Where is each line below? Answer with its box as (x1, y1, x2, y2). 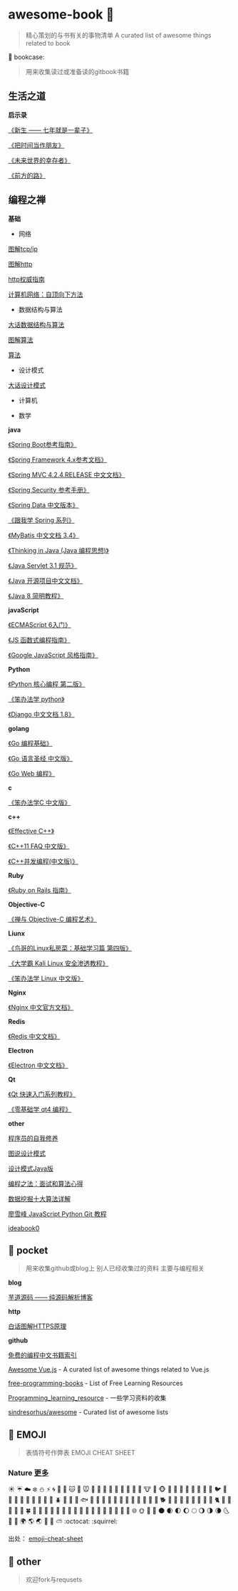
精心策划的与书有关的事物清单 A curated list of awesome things (25, 31, 212, 39)
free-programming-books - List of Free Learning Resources (8, 1379, 184, 1388)
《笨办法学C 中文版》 (8, 798, 71, 807)
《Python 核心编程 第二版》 (8, 680, 86, 688)
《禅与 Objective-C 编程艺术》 (8, 915, 98, 923)
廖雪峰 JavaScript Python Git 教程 (8, 1209, 107, 1218)
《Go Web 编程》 (8, 769, 56, 777)
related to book (25, 38, 71, 47)
